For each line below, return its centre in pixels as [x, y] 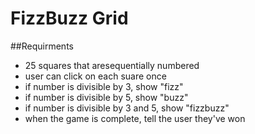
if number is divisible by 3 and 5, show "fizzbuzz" [127, 108]
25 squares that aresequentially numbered [112, 65]
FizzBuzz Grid [69, 18]
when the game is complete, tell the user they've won [135, 118]
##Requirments [42, 46]
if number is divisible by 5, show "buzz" [106, 97]
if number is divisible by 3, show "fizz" [104, 86]
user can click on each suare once [95, 76]
